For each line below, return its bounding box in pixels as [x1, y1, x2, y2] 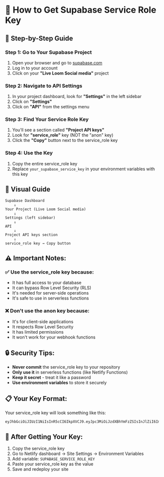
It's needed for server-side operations [12, 290, 89, 296]
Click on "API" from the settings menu [12, 104, 89, 110]
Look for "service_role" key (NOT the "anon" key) [12, 132, 114, 138]
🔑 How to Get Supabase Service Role [5, 4, 157, 16]
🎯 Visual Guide [5, 185, 51, 194]
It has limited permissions [12, 329, 64, 335]
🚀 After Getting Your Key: [5, 433, 83, 441]
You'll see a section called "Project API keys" [12, 127, 104, 133]
